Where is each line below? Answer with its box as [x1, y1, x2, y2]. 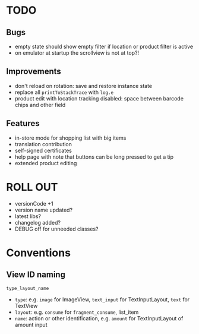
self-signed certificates [14, 147, 72, 154]
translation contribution [14, 140, 72, 147]
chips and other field [14, 101, 66, 108]
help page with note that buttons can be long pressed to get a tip [14, 153, 174, 160]
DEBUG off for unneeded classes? [14, 225, 99, 232]
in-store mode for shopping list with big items [14, 134, 127, 141]
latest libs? [14, 212, 42, 220]
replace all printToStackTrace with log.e [14, 89, 114, 96]
